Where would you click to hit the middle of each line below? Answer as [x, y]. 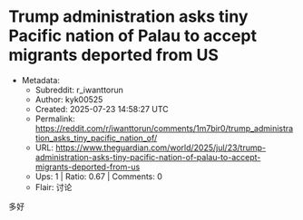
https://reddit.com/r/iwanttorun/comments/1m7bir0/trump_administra [164, 128]
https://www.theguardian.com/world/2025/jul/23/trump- [161, 148]
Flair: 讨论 [54, 187]
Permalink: [55, 119]
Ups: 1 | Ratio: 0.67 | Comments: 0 [98, 176]
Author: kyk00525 [69, 99]
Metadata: [41, 80]
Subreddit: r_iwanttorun [79, 90]
